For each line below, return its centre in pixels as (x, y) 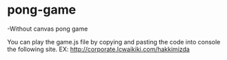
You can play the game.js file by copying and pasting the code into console (114, 42)
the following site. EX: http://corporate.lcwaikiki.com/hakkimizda (98, 49)
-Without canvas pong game (48, 29)
